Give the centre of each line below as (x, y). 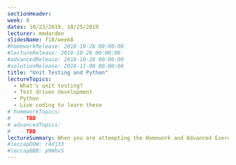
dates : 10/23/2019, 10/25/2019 (53, 27)
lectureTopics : (29, 79)
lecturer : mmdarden (36, 33)
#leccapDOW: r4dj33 (36, 145)
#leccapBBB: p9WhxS (36, 151)
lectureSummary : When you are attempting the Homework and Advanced (110, 138)
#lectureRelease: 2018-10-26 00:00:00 (64, 53)
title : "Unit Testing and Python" (58, 72)
